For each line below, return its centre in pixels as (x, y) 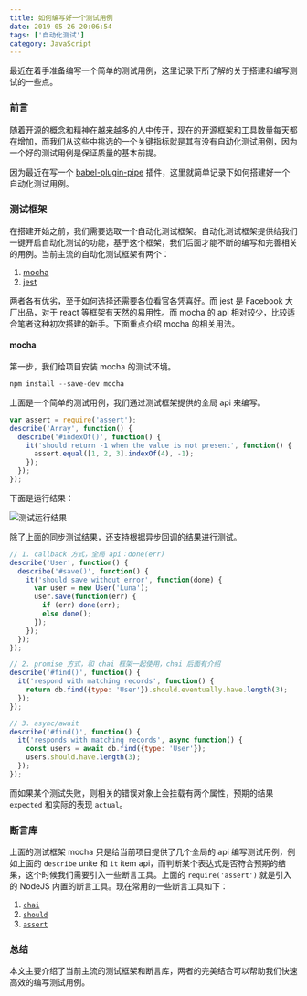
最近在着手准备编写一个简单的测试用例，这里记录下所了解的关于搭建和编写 (149, 70)
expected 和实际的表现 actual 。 (69, 804)
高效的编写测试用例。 (49, 982)
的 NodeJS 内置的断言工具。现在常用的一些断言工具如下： (119, 886)
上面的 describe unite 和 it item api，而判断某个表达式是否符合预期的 (148, 863)
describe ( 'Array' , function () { (71, 428)
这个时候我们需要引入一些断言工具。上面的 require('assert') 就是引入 (159, 875)
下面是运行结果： (42, 498)
